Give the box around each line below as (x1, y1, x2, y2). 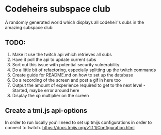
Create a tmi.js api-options (5, 106, 87, 115)
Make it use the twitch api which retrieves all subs (12, 51, 112, 57)
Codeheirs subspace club (5, 3, 111, 15)
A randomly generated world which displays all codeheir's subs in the (5, 19, 144, 25)
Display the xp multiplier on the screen (12, 92, 89, 98)
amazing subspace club (5, 24, 53, 30)
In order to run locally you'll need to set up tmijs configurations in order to (5, 120, 152, 125)
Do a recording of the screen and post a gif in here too (12, 77, 121, 83)
